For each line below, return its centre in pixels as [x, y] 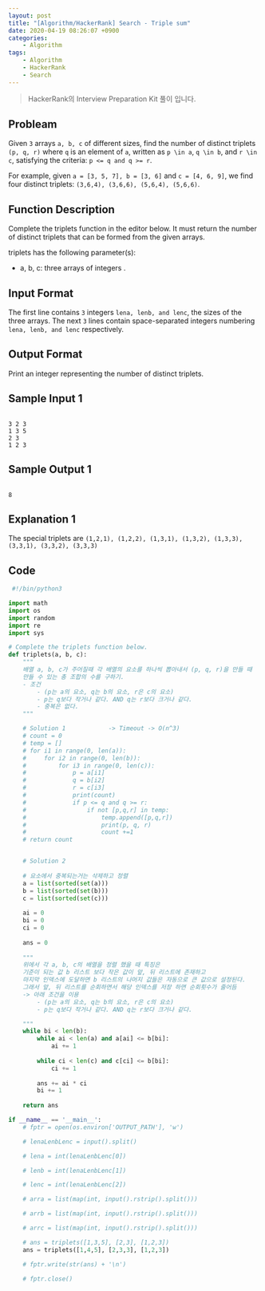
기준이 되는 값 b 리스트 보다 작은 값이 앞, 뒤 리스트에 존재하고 [114, 973]
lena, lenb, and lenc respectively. [66, 330]
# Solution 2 [44, 861]
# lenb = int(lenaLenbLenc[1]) [75, 1171]
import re [25, 626]
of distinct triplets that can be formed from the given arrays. [107, 237]
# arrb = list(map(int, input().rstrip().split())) [110, 1214]
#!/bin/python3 [37, 589]
